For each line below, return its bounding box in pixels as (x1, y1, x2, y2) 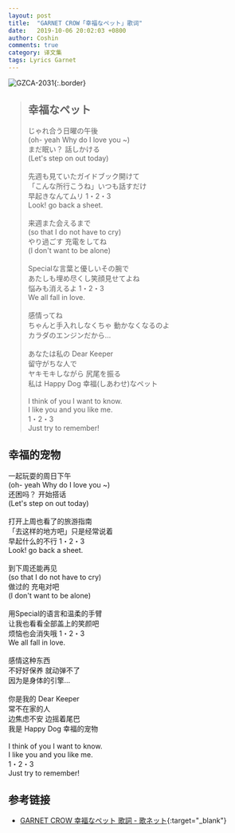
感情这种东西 (8, 655, 50, 665)
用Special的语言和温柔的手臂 (8, 608, 103, 618)
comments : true (8, 41, 59, 49)
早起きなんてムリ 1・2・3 (27, 191, 112, 200)
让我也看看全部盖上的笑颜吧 (8, 618, 100, 628)
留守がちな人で (27, 358, 77, 368)
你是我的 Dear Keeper (8, 693, 80, 703)
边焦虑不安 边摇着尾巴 (8, 713, 80, 723)
